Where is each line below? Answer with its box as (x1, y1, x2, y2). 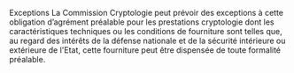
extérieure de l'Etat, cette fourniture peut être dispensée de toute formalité (9, 45, 282, 55)
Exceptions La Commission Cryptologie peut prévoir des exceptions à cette (9, 8, 284, 18)
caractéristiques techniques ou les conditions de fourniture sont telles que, (9, 26, 282, 36)
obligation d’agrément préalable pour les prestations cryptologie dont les (9, 17, 275, 27)
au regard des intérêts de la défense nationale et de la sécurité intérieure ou (9, 35, 286, 46)
